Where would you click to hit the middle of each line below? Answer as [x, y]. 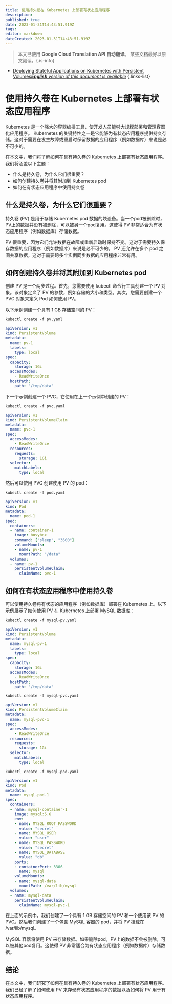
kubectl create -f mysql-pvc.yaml [42, 696]
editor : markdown [24, 34]
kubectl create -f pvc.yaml [35, 406]
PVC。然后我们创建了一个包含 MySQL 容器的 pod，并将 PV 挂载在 [75, 922]
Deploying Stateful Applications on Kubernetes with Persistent [78, 70]
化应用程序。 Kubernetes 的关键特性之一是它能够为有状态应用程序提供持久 [84, 133]
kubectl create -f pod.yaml [35, 493]
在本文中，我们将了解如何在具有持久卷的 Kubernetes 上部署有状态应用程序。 [86, 157]
